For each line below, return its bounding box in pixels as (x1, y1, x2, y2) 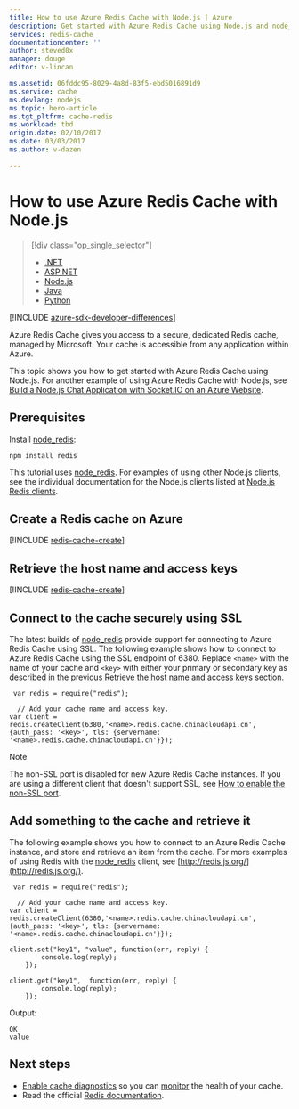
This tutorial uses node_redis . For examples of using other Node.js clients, (9, 467, 281, 477)
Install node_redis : (9, 434, 77, 444)
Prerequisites (9, 411, 85, 426)
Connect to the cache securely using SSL (9, 610, 243, 625)
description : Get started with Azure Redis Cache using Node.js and (9, 21, 269, 30)
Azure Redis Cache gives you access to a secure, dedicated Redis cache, (9, 329, 279, 339)
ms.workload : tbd (9, 120, 74, 129)
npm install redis (9, 451, 77, 460)
